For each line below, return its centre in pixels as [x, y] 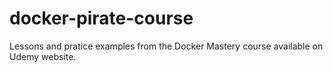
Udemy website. [43, 56]
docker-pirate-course [101, 18]
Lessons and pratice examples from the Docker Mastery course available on [166, 46]
